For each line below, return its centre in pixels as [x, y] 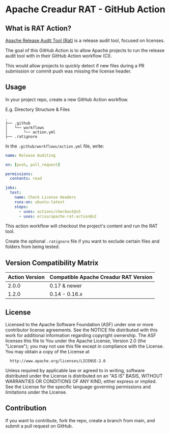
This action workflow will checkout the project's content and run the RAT [81, 226]
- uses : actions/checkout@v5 [50, 211]
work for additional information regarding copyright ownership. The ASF [81, 335]
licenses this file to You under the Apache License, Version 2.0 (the [76, 341]
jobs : [11, 188]
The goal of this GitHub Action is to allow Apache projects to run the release [85, 50]
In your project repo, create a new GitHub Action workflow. [67, 99]
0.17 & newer [66, 286]
